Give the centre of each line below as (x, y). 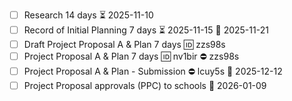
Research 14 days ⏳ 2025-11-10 (88, 15)
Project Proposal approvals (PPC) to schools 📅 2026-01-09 (145, 86)
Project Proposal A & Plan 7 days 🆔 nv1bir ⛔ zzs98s (131, 56)
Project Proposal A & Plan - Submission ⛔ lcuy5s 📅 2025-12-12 (153, 71)
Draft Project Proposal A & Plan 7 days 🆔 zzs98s (124, 44)
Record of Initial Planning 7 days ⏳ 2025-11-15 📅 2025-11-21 (146, 30)
